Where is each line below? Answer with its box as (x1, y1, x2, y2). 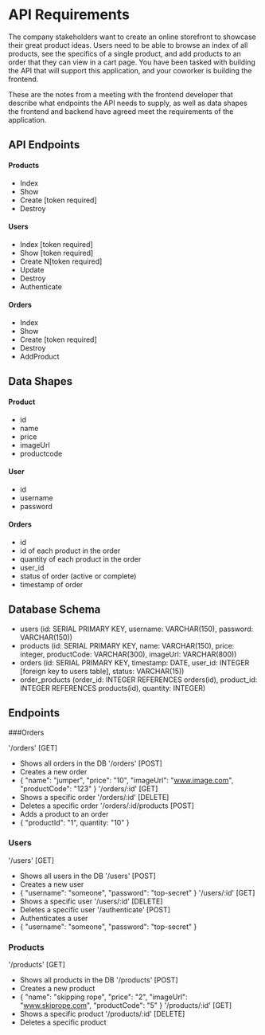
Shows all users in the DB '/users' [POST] (19, 871, 157, 880)
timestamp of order (19, 579, 84, 589)
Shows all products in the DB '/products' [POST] (19, 975, 178, 985)
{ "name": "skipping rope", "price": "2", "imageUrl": (19, 992, 189, 1002)
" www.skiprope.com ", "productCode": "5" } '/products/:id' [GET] (19, 1001, 232, 1010)
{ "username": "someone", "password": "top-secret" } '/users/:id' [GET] (19, 888, 255, 897)
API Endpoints (8, 138, 80, 152)
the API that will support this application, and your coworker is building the (8, 65, 252, 75)
